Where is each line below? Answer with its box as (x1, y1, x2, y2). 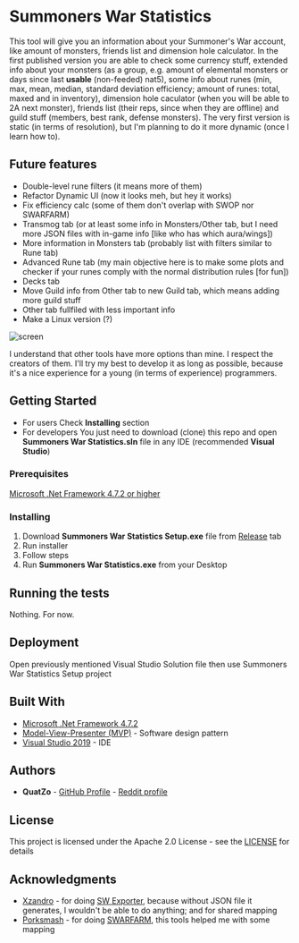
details (9, 845, 34, 856)
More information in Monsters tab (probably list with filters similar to (21, 237, 272, 248)
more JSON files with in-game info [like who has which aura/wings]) (21, 228, 274, 239)
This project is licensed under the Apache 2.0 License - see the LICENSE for (9, 837, 290, 847)
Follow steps (21, 550, 70, 561)
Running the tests (9, 585, 110, 600)
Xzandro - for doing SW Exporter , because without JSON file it (21, 896, 253, 906)
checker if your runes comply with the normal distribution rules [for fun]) (21, 266, 289, 276)
